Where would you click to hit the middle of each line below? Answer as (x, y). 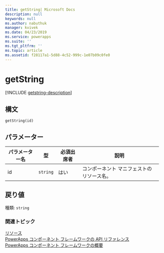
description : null (24, 14)
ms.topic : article (24, 50)
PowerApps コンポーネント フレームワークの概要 (54, 245)
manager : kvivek (21, 28)
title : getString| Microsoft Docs (40, 10)
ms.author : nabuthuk (26, 23)
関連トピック (20, 221)
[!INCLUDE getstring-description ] (39, 93)
